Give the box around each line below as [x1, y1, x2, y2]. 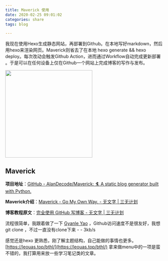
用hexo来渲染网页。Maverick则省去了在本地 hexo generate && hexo [5, 47, 146, 53]
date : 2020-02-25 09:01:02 [5, 12, 62, 17]
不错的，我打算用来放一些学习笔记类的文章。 [5, 250, 99, 256]
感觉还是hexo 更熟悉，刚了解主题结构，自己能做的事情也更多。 [5, 238, 137, 244]
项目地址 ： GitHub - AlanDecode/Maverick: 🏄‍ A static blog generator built [5, 181, 159, 187]
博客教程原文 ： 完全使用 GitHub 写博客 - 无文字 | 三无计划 [5, 210, 124, 216]
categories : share [5, 17, 44, 22]
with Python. [5, 188, 32, 194]
